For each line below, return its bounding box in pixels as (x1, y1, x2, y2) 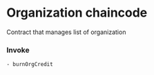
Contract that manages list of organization (6, 28, 126, 36)
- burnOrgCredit (6, 61, 53, 68)
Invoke (6, 45, 30, 55)
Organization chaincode (6, 5, 148, 21)
